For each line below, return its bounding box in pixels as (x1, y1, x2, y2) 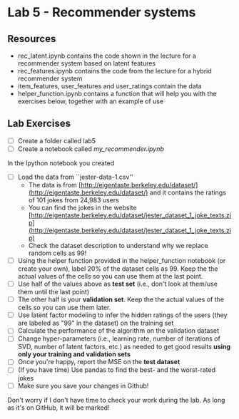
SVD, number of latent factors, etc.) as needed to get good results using (17, 343, 230, 351)
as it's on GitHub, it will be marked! (7, 403, 110, 412)
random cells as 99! (28, 249, 87, 257)
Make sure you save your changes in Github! (17, 381, 149, 390)
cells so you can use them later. (17, 304, 111, 312)
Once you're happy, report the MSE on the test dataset (17, 358, 180, 366)
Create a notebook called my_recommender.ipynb (17, 144, 164, 153)
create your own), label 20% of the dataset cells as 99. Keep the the (17, 264, 218, 273)
